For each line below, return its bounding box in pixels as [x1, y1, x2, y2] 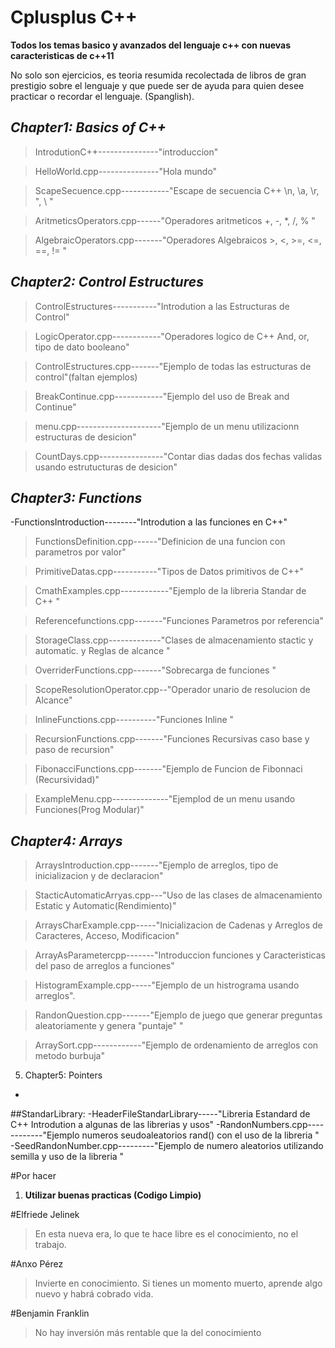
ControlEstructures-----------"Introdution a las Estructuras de [34, 300, 290, 312]
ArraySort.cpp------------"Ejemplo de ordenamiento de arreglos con [34, 1039, 319, 1051]
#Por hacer [10, 1170, 57, 1182]
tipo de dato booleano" [34, 341, 130, 353]
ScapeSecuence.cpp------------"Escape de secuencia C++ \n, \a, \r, [34, 184, 320, 196]
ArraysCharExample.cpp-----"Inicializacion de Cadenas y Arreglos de [34, 919, 323, 931]
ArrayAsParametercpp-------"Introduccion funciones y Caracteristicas [34, 949, 326, 961]
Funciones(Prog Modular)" [34, 804, 145, 816]
